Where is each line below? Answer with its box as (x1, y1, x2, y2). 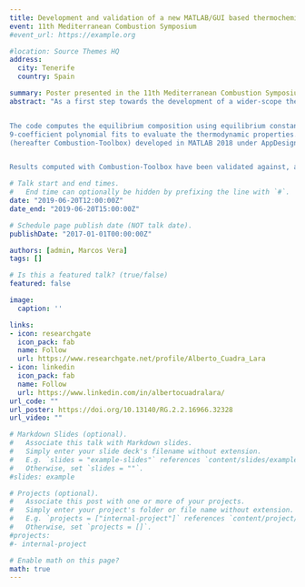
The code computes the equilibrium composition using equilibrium (9, 121, 266, 130)
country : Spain (17, 72, 75, 82)
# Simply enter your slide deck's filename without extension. (9, 447, 261, 456)
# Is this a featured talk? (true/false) (9, 270, 169, 280)
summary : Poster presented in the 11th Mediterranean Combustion (9, 88, 261, 97)
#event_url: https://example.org (9, 30, 136, 39)
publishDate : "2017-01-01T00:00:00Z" (9, 229, 152, 238)
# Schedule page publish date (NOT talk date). (9, 220, 193, 230)
